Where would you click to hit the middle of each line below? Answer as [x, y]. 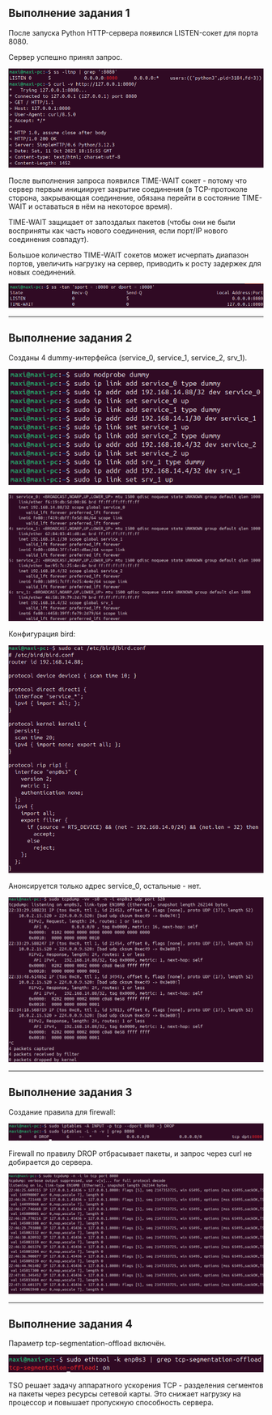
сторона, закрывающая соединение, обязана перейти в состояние [124, 198]
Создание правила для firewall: [62, 1111]
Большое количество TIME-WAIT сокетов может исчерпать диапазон [129, 255]
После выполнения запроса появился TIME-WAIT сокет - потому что [127, 181]
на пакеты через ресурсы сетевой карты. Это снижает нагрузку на [125, 1394]
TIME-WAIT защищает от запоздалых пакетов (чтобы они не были [122, 223]
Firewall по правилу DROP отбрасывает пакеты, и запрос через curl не [130, 1154]
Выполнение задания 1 [69, 13]
